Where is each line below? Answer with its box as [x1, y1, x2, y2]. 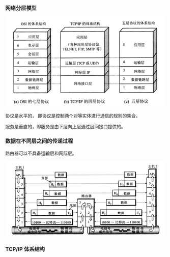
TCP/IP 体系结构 [5, 246, 45, 253]
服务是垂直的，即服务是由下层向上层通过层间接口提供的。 [5, 124, 126, 130]
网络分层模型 [5, 4, 37, 11]
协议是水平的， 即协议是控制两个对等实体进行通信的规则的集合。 [5, 113, 140, 119]
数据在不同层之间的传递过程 [5, 137, 73, 145]
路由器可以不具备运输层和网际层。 [5, 150, 77, 156]
